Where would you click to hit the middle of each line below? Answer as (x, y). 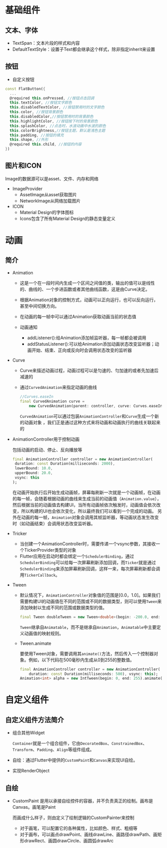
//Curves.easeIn (37, 396)
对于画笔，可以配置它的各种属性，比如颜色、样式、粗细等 (79, 828)
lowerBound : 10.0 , (34, 469)
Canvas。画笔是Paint (34, 807)
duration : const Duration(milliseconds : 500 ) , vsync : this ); (93, 674)
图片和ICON (23, 166)
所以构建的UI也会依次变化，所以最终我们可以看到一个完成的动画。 (89, 511)
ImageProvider (27, 188)
